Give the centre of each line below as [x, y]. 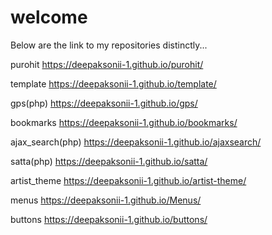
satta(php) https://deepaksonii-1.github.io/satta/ [109, 161]
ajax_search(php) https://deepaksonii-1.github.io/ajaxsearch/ [136, 142]
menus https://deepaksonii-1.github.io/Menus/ [106, 200]
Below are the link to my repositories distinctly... [109, 45]
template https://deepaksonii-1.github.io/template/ [113, 83]
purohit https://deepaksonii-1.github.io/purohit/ [107, 64]
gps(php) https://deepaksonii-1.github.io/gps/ [104, 103]
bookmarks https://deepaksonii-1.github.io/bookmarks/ [124, 122]
